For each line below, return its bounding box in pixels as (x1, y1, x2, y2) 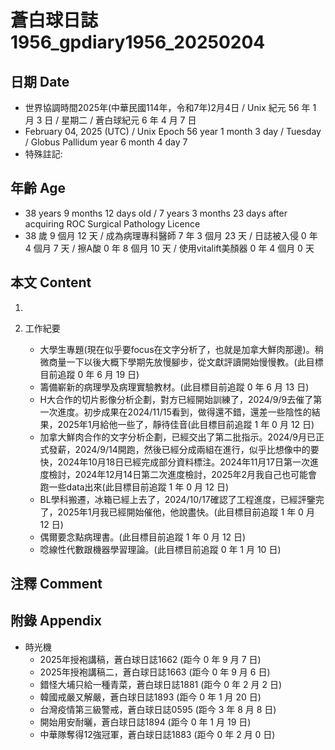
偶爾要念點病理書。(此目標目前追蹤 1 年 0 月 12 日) (39, 531, 247, 543)
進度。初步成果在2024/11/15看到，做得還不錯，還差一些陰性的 (57, 406, 312, 418)
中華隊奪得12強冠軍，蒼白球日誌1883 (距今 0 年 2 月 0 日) (39, 728, 276, 740)
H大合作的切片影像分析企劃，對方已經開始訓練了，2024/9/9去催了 (39, 393, 314, 405)
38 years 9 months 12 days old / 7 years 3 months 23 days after (24, 207, 288, 219)
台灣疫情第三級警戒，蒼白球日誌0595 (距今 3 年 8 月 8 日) (39, 703, 277, 715)
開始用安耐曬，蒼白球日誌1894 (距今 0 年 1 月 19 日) (39, 716, 252, 728)
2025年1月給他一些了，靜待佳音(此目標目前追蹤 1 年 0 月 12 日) (57, 418, 315, 430)
